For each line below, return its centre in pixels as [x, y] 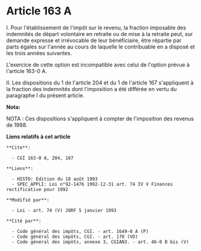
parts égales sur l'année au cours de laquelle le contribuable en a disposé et [100, 47]
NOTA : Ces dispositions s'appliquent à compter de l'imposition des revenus [100, 119]
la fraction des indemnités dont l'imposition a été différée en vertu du [91, 89]
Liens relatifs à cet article [38, 137]
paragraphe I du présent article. [45, 95]
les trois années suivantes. [39, 53]
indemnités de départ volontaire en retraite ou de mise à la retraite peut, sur [100, 34]
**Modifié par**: [28, 200]
